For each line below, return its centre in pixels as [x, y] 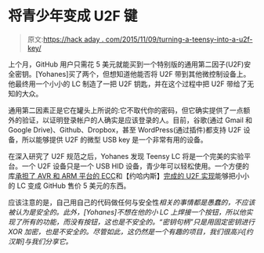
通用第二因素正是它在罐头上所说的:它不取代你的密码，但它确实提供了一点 [126, 110]
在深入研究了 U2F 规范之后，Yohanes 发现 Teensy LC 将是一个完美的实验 [126, 156]
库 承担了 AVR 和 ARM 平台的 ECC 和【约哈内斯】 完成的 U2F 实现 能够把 [122, 175]
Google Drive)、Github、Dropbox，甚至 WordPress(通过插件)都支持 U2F [125, 129]
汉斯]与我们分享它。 [40, 241]
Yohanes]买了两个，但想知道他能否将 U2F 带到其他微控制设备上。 [144, 74]
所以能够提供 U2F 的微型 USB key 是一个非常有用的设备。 [114, 139]
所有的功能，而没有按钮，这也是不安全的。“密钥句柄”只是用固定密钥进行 [138, 222]
